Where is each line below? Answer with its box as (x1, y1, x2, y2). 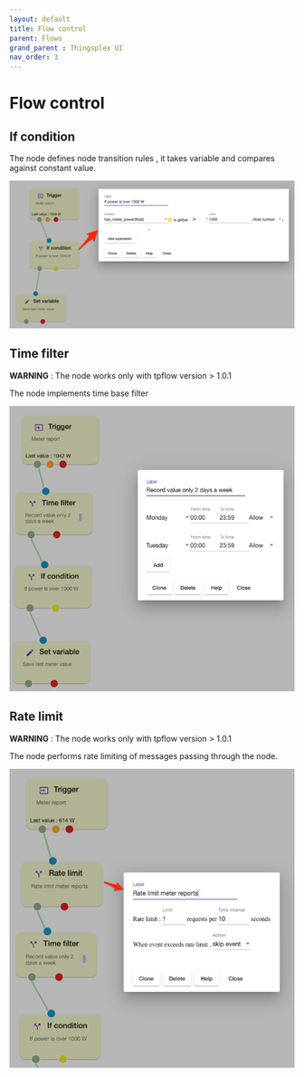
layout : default (9, 14, 71, 24)
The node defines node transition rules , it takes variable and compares (9, 153, 276, 164)
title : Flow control (9, 24, 88, 34)
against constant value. (9, 163, 97, 174)
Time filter (9, 346, 70, 361)
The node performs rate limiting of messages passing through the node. (9, 750, 279, 761)
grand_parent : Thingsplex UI (9, 43, 124, 53)
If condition (9, 129, 75, 144)
